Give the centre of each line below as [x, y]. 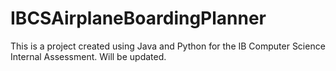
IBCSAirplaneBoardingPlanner [138, 18]
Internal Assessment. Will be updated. [88, 56]
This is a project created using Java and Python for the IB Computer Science [168, 46]
